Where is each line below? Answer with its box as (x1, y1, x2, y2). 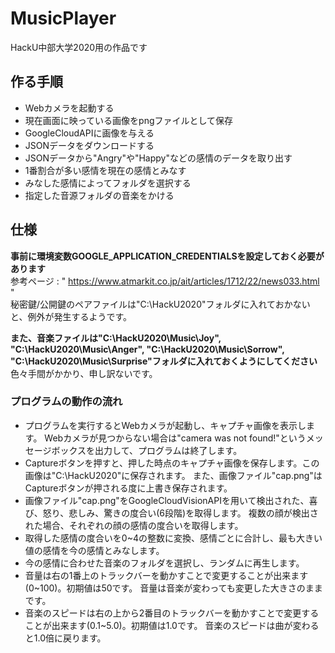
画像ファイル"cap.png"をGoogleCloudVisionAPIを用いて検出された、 (24, 494, 310, 506)
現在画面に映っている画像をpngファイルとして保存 (24, 114, 234, 126)
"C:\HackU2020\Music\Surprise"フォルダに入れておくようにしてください (10, 355, 318, 367)
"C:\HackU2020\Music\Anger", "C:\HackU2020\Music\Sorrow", (10, 343, 285, 355)
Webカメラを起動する (24, 102, 115, 114)
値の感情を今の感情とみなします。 (24, 544, 165, 556)
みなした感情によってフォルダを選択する (24, 177, 192, 189)
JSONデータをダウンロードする (24, 139, 155, 151)
